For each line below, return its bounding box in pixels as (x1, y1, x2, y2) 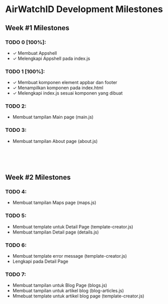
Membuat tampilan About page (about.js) (12, 138, 98, 144)
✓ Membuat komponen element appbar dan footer (12, 80, 117, 86)
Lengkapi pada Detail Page (12, 258, 69, 265)
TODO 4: (5, 188, 27, 195)
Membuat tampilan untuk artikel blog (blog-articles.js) (12, 288, 124, 294)
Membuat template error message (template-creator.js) (12, 253, 127, 259)
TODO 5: (5, 212, 27, 219)
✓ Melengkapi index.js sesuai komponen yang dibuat (12, 90, 123, 96)
